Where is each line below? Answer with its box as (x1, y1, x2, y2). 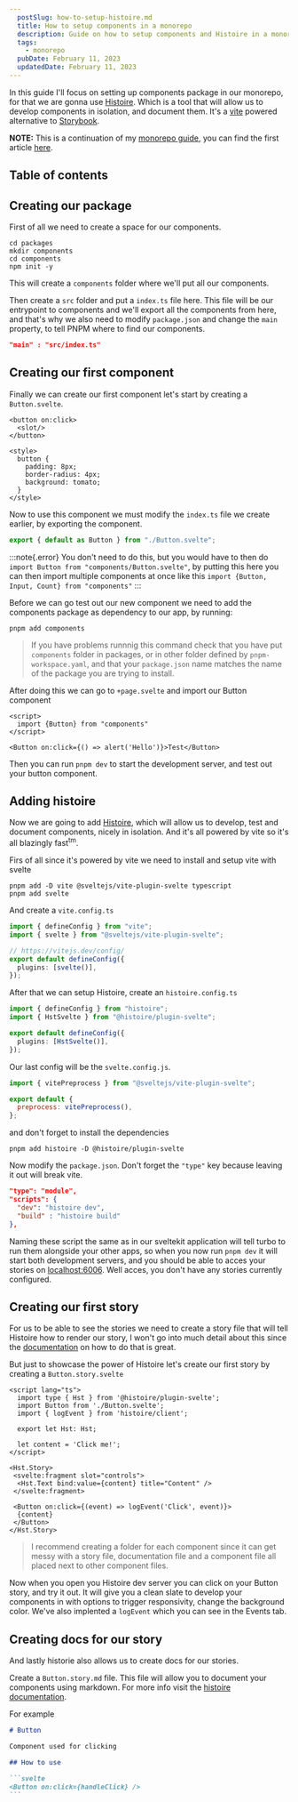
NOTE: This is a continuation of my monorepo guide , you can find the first (9, 133, 279, 143)
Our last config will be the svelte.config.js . (9, 1061, 171, 1072)
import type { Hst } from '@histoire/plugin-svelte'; (17, 1394, 220, 1403)
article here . (9, 141, 53, 152)
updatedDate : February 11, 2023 (17, 63, 137, 72)
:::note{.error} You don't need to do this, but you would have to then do (9, 551, 269, 562)
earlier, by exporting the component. (9, 518, 143, 529)
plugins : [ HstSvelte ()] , (17, 1037, 109, 1046)
